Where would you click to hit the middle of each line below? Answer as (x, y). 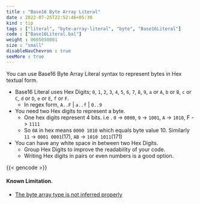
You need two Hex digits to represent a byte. (70, 111)
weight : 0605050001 (32, 40)
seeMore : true (25, 57)
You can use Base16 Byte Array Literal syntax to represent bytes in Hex (94, 73)
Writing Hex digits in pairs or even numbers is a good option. (99, 156)
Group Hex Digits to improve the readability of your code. (95, 149)
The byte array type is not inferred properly (68, 194)
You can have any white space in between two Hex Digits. (86, 143)
